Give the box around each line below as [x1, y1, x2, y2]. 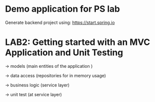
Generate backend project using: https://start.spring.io [5, 20, 115, 25]
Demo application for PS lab [5, 3, 120, 15]
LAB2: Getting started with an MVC [5, 37, 151, 48]
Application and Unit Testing [5, 47, 123, 58]
